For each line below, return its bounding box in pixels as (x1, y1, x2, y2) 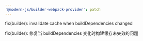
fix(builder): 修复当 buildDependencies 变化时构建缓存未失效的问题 (5, 30, 139, 36)
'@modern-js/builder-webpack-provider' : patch (5, 7, 101, 12)
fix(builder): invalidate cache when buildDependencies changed (5, 20, 133, 26)
